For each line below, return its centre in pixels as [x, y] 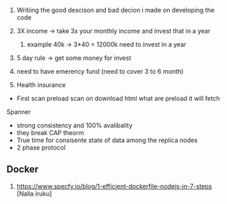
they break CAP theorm [50, 133]
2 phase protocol [41, 148]
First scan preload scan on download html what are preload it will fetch [118, 98]
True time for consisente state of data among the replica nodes [107, 140]
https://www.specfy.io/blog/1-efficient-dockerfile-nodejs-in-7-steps [114, 186]
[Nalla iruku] [34, 194]
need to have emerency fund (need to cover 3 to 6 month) [100, 71]
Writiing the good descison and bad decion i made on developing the [116, 10]
